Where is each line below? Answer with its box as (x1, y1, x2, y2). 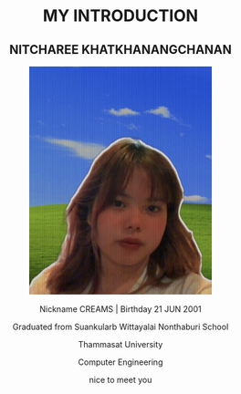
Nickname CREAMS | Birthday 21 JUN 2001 (39, 304, 202, 315)
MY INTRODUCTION (43, 5, 198, 26)
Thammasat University (78, 339, 163, 349)
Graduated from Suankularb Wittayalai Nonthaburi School (12, 321, 229, 332)
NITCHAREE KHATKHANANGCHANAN (9, 42, 232, 57)
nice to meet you (89, 375, 152, 385)
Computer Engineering (78, 357, 163, 368)
